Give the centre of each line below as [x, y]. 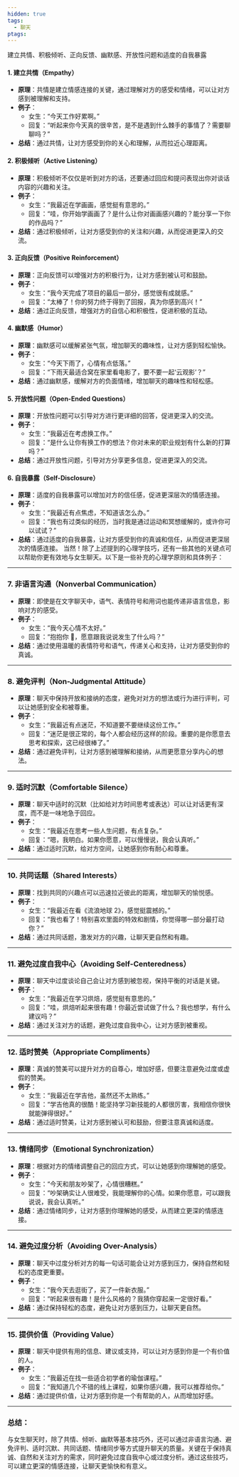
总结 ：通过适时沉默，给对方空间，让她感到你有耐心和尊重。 [105, 848]
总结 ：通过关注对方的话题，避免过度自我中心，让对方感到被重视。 [114, 1025]
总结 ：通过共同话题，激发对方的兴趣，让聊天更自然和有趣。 [105, 937]
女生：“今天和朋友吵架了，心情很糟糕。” [86, 1184]
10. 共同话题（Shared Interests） [64, 876]
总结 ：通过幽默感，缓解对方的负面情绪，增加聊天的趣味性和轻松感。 [117, 381]
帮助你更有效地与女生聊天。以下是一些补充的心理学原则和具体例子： [124, 557]
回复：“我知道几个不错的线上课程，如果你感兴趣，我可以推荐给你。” [126, 1387]
